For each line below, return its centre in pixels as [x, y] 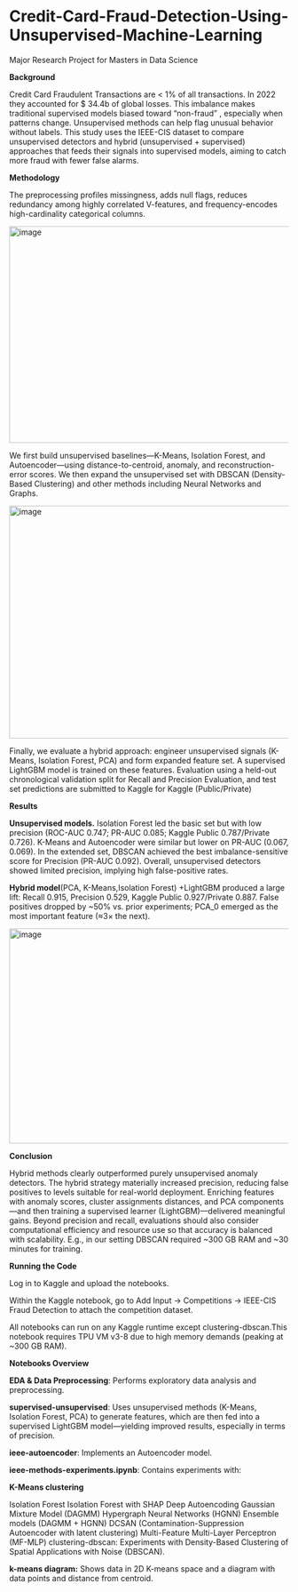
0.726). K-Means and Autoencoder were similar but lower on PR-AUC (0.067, [149, 842]
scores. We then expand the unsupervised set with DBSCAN [140, 474]
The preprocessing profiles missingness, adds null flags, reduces [129, 195]
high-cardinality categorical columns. [78, 213]
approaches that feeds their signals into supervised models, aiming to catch [148, 151]
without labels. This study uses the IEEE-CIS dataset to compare [127, 132]
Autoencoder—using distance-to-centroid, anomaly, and [112, 465]
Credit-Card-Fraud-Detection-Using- [149, 16]
